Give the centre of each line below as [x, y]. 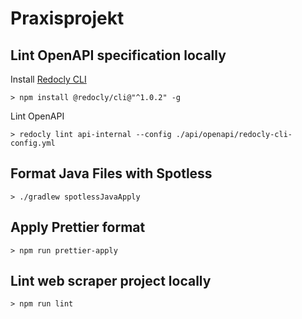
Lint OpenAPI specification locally [118, 55]
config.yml [33, 143]
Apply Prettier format [78, 227]
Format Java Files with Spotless [111, 173]
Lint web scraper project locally [111, 281]
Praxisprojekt [67, 18]
